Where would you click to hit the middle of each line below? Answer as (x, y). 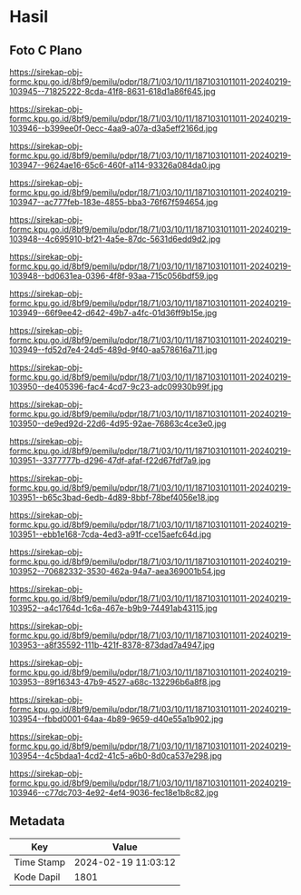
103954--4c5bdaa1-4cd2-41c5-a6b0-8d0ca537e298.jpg (116, 756)
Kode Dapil (37, 877)
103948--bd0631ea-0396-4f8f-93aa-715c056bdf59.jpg (114, 276)
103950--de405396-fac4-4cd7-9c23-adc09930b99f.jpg (117, 387)
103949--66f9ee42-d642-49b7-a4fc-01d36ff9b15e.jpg (113, 313)
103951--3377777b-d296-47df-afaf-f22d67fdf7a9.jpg (110, 460)
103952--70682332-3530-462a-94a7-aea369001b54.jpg (117, 571)
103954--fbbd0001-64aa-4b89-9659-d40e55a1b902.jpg (117, 719)
